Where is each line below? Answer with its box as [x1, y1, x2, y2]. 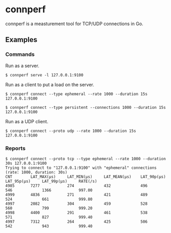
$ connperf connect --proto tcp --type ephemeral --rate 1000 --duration [5, 156, 166, 161]
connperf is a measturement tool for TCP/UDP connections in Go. [5, 21, 143, 27]
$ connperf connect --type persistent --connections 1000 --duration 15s [5, 105, 166, 110]
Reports [5, 145, 26, 152]
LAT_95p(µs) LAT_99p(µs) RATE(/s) [5, 179, 97, 184]
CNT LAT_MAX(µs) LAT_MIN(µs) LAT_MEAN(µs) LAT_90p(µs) [5, 174, 166, 179]
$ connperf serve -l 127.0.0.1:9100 [5, 72, 83, 77]
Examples [5, 35, 37, 44]
